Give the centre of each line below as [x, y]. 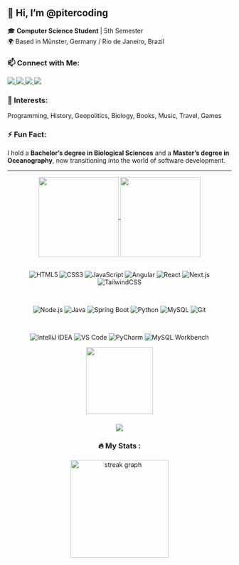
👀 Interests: [28, 100]
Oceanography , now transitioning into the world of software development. [117, 160]
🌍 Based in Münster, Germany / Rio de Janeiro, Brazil [86, 41]
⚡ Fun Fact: [27, 134]
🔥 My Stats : [119, 446]
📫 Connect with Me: [44, 63]
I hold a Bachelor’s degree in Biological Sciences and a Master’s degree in [118, 153]
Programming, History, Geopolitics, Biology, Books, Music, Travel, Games [115, 116]
